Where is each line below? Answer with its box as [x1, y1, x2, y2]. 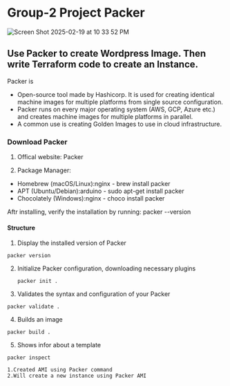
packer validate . [7, 303, 60, 311]
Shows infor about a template [17, 341, 102, 349]
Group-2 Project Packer [7, 5, 145, 21]
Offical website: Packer [17, 153, 84, 161]
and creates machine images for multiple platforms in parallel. [17, 112, 193, 120]
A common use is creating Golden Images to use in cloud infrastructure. [17, 120, 222, 128]
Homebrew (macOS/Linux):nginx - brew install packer [17, 180, 171, 188]
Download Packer [7, 137, 68, 147]
